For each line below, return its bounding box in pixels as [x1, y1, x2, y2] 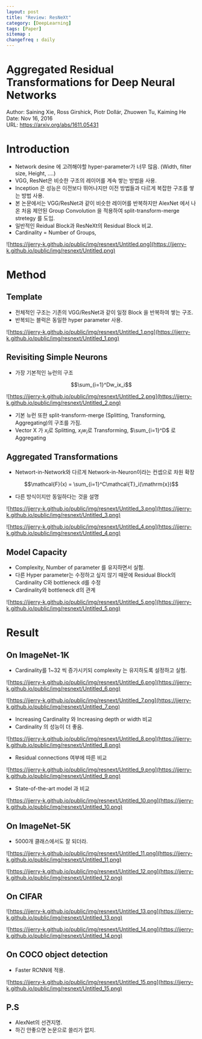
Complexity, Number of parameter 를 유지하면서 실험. [14, 564, 145, 571]
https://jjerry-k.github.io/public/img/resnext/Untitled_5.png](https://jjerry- [10, 598, 192, 606]
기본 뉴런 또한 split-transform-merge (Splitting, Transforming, [14, 411, 166, 419]
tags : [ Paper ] [6, 25, 42, 32]
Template [6, 292, 43, 302]
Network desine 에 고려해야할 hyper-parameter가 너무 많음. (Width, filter [14, 163, 192, 170]
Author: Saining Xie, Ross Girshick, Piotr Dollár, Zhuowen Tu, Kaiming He [6, 108, 186, 115]
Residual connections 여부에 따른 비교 [14, 754, 107, 761]
